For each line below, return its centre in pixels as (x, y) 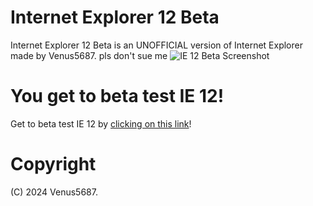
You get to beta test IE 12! (117, 96)
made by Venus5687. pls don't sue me (89, 55)
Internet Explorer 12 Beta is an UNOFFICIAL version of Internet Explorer (156, 45)
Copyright (53, 164)
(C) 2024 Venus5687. (54, 192)
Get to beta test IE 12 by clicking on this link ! (101, 123)
